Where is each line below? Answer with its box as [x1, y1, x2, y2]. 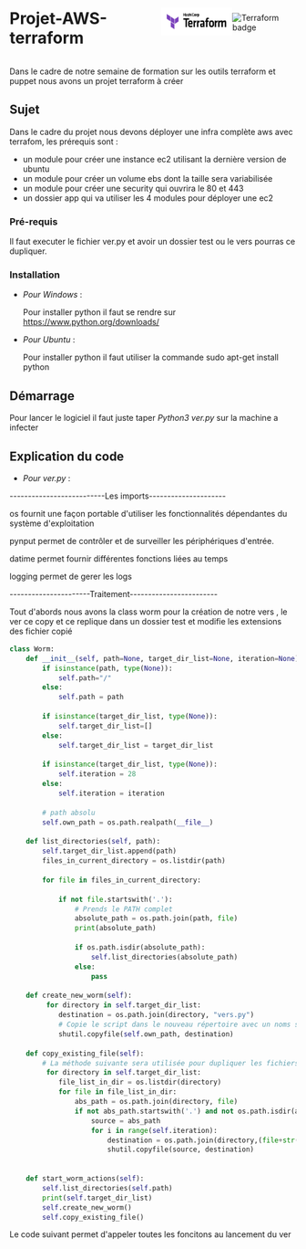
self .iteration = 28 [57, 770, 137, 779]
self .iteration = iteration [57, 789, 166, 798]
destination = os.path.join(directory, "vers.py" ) [57, 1011, 255, 1020]
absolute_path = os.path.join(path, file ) [74, 914, 239, 923]
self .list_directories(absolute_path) [90, 952, 239, 961]
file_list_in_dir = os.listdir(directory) [57, 1077, 222, 1087]
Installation [9, 268, 61, 281]
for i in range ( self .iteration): [90, 1126, 219, 1135]
